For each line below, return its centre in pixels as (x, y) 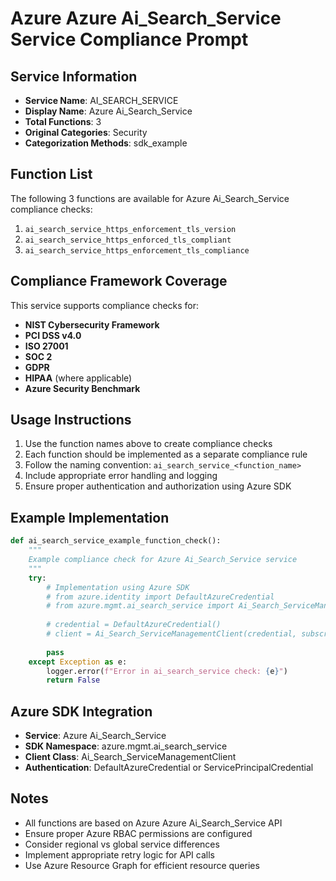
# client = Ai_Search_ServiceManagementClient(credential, (172, 634)
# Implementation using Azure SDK (118, 587)
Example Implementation (90, 517)
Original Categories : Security (86, 132)
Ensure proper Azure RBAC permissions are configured (138, 833)
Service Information (74, 76)
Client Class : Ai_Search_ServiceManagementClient (130, 757)
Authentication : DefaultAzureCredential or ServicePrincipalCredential (169, 768)
